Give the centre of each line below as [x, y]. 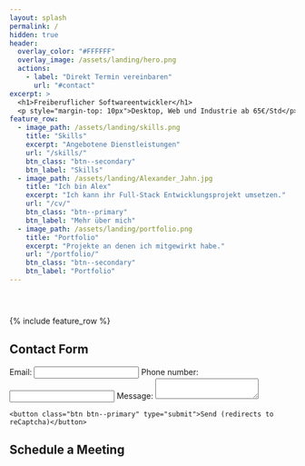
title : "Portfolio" [63, 237]
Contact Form [49, 349]
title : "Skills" [57, 136]
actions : [34, 69]
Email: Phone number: [104, 372]
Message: [135, 395]
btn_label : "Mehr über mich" [81, 220]
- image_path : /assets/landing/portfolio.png [105, 229]
